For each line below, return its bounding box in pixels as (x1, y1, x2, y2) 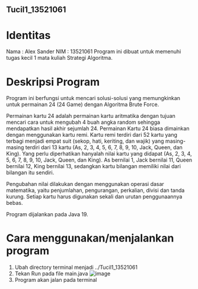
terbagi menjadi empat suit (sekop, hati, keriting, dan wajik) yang (6, 137, 164, 144)
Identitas (6, 28, 51, 42)
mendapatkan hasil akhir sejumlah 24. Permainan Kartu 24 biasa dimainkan (6, 125, 190, 132)
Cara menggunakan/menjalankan (6, 232, 174, 245)
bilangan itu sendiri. (6, 169, 55, 176)
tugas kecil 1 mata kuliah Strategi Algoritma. (6, 54, 113, 62)
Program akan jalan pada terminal (14, 277, 97, 284)
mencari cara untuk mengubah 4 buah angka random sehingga (6, 118, 161, 126)
